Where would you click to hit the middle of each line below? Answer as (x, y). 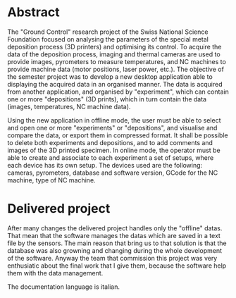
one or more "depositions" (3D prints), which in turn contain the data (107, 99)
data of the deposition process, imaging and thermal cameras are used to (114, 54)
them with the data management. (55, 273)
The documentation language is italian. (63, 287)
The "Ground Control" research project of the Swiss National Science (108, 32)
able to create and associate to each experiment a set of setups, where (111, 157)
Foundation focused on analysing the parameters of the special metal (108, 39)
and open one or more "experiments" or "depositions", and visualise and (112, 128)
